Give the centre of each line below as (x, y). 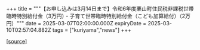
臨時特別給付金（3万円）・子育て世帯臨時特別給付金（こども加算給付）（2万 (99, 16)
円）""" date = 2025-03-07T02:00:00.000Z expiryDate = (76, 23)
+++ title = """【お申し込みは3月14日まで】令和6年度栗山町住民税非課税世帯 (100, 9)
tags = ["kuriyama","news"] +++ (92, 30)
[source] (17, 41)
